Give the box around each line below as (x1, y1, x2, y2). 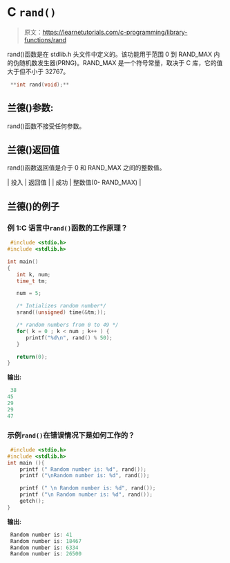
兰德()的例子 (7, 200, 60, 212)
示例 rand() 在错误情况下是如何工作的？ (7, 430, 135, 440)
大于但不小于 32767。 (7, 67, 70, 75)
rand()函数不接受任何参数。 (7, 122, 86, 130)
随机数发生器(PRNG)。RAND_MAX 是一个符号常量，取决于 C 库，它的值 (19, 58, 223, 66)
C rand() (7, 4, 57, 20)
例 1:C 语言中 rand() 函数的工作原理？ (7, 223, 128, 233)
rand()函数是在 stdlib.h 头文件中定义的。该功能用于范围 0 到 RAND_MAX (7, 50, 213, 58)
